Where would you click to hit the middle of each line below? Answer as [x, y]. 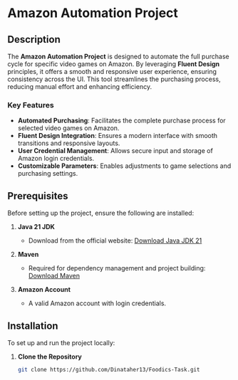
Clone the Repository [50, 357]
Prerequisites [38, 196]
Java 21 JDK [36, 227]
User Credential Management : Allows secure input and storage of [115, 151]
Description [34, 39]
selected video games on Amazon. [68, 128]
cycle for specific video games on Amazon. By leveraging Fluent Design [114, 64]
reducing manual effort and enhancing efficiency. [79, 86]
